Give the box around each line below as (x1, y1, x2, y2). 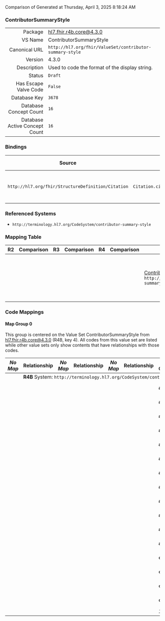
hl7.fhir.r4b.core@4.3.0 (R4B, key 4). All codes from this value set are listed (5, 337, 157, 343)
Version (26, 56, 44, 63)
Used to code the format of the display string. (48, 64, 153, 71)
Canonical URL (9, 46, 44, 53)
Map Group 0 (5, 321, 33, 327)
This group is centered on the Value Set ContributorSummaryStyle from (5, 332, 150, 338)
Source (59, 159, 77, 166)
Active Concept (7, 123, 44, 129)
